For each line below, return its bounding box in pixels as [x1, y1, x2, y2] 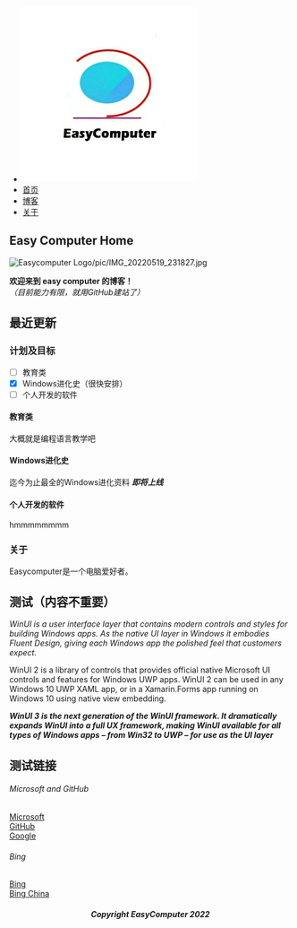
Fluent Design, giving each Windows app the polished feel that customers [9, 637, 282, 648]
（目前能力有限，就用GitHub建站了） [9, 286, 145, 298]
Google [9, 830, 37, 841]
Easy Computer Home [9, 233, 134, 248]
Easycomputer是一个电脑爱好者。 [9, 566, 133, 577]
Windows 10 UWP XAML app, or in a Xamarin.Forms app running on [9, 684, 259, 695]
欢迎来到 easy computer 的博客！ [9, 275, 133, 286]
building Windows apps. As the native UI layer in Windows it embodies [9, 629, 270, 639]
